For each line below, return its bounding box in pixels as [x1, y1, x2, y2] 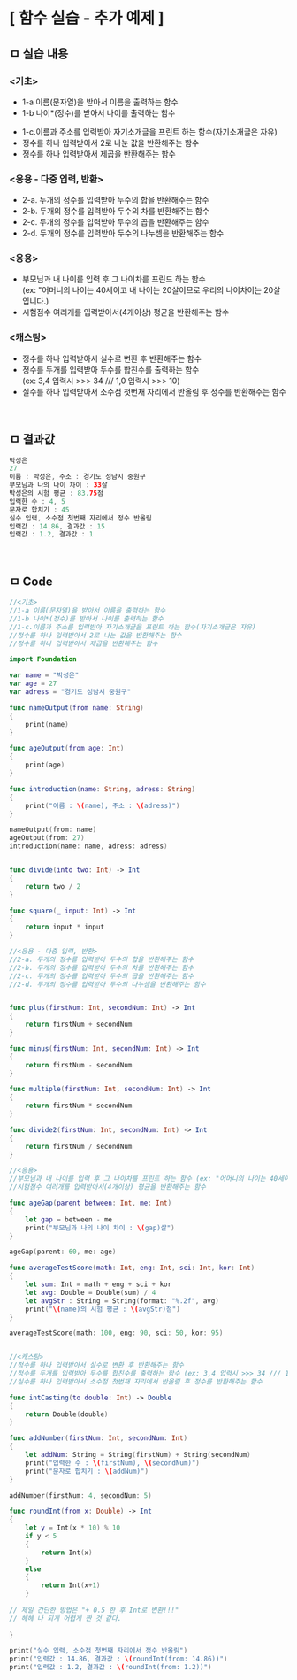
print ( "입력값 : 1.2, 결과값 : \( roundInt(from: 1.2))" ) [9, 1663, 212, 1672]
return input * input [25, 922, 104, 932]
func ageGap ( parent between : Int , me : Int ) [9, 1198, 172, 1208]
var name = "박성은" [9, 671, 80, 680]
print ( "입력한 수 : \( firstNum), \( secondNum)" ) [25, 1458, 201, 1468]
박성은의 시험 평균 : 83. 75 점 [9, 489, 104, 498]
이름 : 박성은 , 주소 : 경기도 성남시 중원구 [9, 473, 146, 482]
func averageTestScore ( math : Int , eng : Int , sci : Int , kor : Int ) [9, 1263, 255, 1273]
